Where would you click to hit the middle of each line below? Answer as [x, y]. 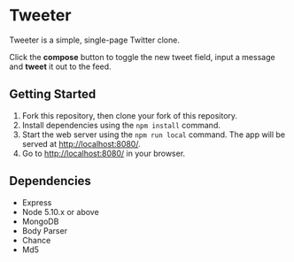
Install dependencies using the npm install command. [121, 125]
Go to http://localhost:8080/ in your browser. [104, 153]
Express [37, 202]
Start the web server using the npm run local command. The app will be [154, 135]
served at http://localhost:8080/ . [81, 143]
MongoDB [40, 221]
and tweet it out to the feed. [61, 66]
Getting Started [53, 94]
